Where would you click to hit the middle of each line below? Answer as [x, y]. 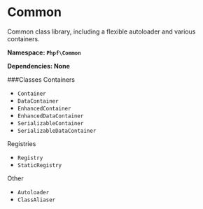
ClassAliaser [36, 200]
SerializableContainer [50, 123]
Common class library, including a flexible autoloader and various [101, 31]
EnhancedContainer [44, 108]
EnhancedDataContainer [50, 116]
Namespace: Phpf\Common [44, 52]
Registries [22, 143]
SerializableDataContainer [57, 131]
